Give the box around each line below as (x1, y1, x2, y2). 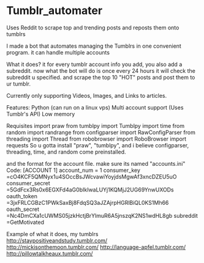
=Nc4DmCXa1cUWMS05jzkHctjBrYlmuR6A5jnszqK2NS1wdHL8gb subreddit (6, 212, 198, 219)
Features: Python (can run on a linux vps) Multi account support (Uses (6, 103, 184, 111)
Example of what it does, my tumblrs (6, 230, 99, 237)
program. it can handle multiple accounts (6, 48, 110, 56)
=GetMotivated (6, 218, 45, 226)
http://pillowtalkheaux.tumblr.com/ (6, 250, 93, 257)
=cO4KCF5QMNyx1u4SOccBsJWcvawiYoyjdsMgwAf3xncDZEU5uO (6, 172, 177, 180)
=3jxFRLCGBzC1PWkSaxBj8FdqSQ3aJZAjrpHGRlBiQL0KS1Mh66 (6, 199, 169, 206)
